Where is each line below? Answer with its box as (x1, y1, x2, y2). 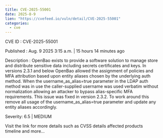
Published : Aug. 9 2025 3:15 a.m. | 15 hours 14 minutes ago (5, 48, 125, 54)
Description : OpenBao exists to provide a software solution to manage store (5, 58, 158, 63)
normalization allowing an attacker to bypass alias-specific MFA (5, 89, 133, 95)
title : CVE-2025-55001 (5, 7, 51, 12)
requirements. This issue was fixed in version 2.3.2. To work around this (5, 94, 149, 100)
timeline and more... (5, 128, 45, 134)
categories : (5, 20, 29, 26)
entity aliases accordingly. (5, 104, 57, 110)
